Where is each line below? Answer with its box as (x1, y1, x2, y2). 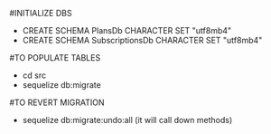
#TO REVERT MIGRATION (9, 97, 105, 108)
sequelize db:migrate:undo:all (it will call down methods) (22, 115, 233, 125)
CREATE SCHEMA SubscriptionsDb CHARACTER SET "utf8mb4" (22, 35, 263, 45)
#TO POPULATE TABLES (9, 53, 101, 62)
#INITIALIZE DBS (9, 8, 72, 18)
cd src (22, 70, 47, 81)
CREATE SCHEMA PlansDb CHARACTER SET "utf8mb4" (22, 25, 232, 35)
